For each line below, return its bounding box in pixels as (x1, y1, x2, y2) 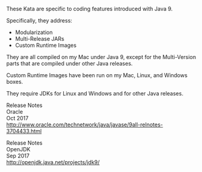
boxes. (6, 78, 23, 85)
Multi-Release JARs (15, 35, 65, 42)
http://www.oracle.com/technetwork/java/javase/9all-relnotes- (6, 121, 163, 128)
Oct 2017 (6, 115, 29, 122)
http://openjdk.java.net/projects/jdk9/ (6, 159, 100, 166)
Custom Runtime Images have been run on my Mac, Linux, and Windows (6, 72, 188, 78)
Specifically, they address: (6, 17, 73, 24)
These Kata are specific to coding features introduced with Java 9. (6, 5, 173, 12)
